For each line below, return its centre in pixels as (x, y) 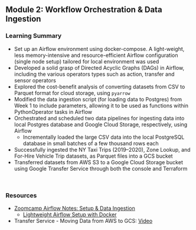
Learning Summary (34, 36)
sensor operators (35, 80)
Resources (21, 195)
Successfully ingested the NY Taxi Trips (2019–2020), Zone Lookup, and (102, 149)
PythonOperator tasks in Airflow (53, 111)
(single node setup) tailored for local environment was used (86, 61)
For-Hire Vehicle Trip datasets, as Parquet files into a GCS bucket (93, 156)
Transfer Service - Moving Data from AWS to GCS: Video (83, 221)
